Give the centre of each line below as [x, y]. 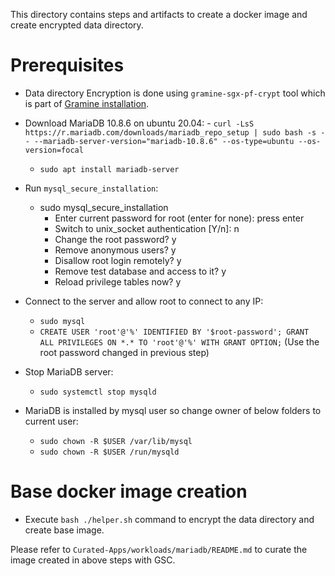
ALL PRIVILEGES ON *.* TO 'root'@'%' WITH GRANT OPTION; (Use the [179, 341]
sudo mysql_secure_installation [104, 207]
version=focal [54, 150]
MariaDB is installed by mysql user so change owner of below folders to [173, 410]
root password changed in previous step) [124, 352]
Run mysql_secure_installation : [91, 188]
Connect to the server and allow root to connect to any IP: [144, 301]
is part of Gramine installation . [87, 103]
